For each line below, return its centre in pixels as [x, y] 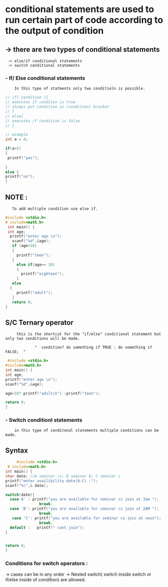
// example [17, 135]
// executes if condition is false [43, 121]
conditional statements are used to [80, 9]
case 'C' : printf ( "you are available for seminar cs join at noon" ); [87, 518]
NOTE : [16, 197]
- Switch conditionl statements [44, 420]
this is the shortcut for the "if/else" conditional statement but [89, 334]
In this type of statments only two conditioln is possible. [80, 89]
